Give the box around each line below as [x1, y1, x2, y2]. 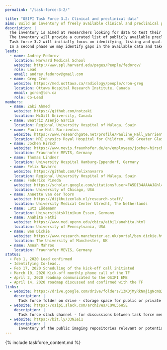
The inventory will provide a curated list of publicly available [9, 35, 150, 40]
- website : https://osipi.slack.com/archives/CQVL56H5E [9, 303, 128, 308]
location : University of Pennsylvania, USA [14, 224, 106, 229]
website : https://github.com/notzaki [14, 109, 92, 114]
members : [5, 99, 23, 104]
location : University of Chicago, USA [14, 187, 94, 192]
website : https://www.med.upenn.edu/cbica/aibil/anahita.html [14, 220, 146, 225]
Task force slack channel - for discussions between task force [18, 312, 155, 317]
